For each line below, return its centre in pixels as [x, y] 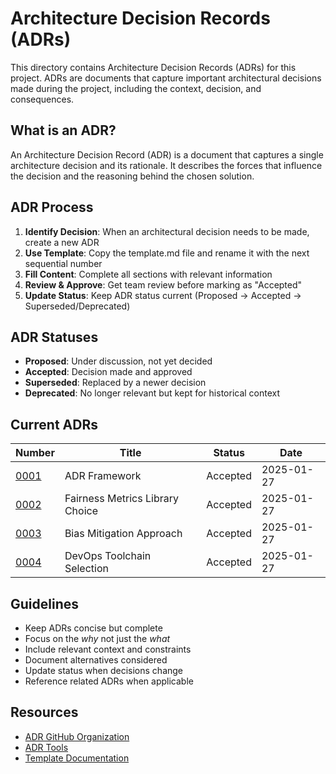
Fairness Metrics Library [121, 499]
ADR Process [52, 207]
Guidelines [44, 603]
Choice [81, 511]
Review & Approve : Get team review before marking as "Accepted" [163, 284]
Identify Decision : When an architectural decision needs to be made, [167, 231]
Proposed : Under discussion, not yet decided [118, 361]
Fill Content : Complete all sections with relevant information [148, 274]
